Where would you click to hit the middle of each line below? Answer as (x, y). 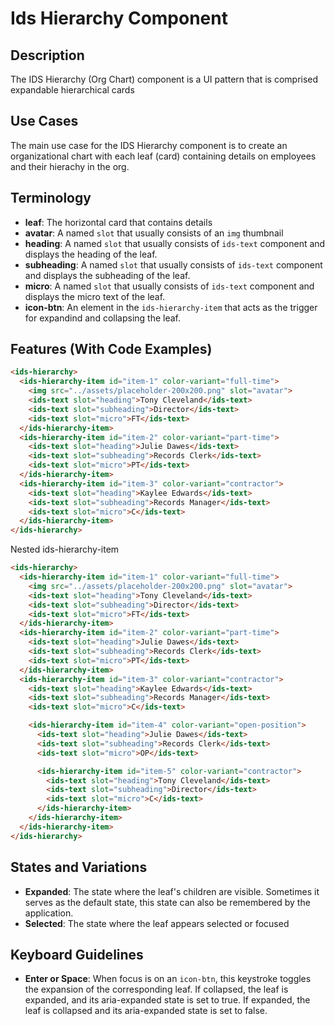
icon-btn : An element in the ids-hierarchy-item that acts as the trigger (171, 307)
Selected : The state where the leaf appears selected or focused (157, 923)
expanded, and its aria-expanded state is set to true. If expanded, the (167, 1000)
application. (49, 913)
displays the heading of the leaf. (91, 254)
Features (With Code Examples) (111, 349)
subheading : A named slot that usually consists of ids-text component (173, 264)
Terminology (51, 198)
